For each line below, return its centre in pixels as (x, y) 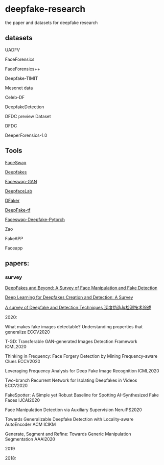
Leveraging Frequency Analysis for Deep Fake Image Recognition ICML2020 (82, 371)
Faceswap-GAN (21, 181)
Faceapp (14, 248)
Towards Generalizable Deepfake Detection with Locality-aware (69, 419)
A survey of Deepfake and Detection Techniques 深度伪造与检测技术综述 (78, 308)
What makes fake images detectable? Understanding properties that (74, 327)
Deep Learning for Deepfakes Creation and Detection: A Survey (69, 297)
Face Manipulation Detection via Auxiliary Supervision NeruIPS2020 (73, 410)
